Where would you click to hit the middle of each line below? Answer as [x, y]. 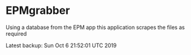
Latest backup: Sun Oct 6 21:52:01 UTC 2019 [61, 45]
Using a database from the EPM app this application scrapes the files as [95, 27]
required [16, 33]
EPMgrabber [38, 11]
